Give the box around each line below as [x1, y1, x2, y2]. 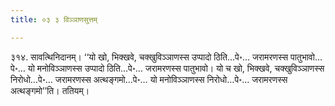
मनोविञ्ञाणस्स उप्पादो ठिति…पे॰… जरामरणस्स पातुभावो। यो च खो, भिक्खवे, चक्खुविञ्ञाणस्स [36, 62, 325, 74]
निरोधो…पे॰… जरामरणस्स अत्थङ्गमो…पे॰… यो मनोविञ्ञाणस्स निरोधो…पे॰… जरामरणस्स [10, 73, 288, 85]
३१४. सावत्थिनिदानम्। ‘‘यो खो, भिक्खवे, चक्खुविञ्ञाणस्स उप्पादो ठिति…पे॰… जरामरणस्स [10, 51, 288, 63]
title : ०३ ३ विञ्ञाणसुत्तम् [10, 14, 98, 25]
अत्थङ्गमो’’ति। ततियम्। [10, 84, 90, 96]
